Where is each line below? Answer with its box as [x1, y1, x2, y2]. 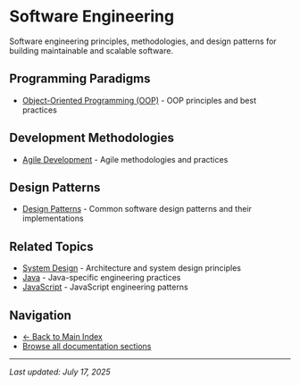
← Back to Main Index [21, 331, 103, 341]
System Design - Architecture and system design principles [21, 263, 241, 273]
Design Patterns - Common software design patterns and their [21, 204, 253, 214]
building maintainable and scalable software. [9, 45, 174, 55]
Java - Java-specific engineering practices [21, 273, 181, 283]
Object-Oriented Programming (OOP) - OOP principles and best [21, 95, 257, 105]
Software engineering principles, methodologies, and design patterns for [9, 36, 277, 46]
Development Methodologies [9, 130, 174, 146]
